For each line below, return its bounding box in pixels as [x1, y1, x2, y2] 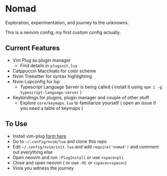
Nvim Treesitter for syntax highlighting [12, 73, 92, 79]
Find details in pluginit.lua [20, 62, 77, 68]
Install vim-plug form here [12, 133, 66, 139]
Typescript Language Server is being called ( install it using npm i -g [20, 84, 162, 90]
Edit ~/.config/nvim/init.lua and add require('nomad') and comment [12, 143, 159, 149]
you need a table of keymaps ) [20, 105, 83, 111]
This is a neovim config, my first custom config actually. [5, 29, 121, 35]
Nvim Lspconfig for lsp [12, 78, 60, 84]
